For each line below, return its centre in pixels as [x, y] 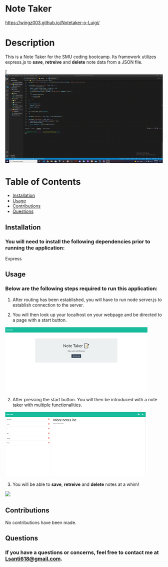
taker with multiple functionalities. [47, 405]
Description [30, 43]
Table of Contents [43, 182]
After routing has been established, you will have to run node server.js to [87, 300]
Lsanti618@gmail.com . [34, 558]
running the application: [35, 247]
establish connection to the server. [48, 305]
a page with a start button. [39, 320]
